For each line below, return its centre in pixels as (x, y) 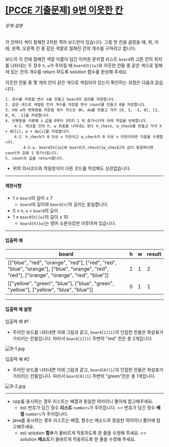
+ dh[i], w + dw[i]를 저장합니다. (38, 132)
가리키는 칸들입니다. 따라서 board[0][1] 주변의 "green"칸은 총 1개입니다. (84, 376)
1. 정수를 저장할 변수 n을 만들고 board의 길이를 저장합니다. (61, 100)
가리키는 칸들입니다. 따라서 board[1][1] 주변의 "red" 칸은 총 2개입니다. (82, 338)
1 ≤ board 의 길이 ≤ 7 (32, 198)
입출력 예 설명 (18, 309)
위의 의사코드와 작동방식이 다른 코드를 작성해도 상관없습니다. (72, 168)
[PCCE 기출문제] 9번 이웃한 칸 (64, 10)
